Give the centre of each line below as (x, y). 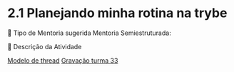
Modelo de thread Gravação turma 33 (63, 60)
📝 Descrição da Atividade (45, 46)
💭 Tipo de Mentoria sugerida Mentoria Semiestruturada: (89, 33)
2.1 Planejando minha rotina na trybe (117, 13)
